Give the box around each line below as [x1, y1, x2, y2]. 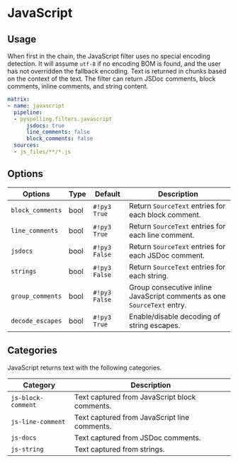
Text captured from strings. [74, 444, 165, 454]
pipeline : [13, 108, 42, 116]
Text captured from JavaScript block [74, 391, 196, 401]
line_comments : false [25, 129, 91, 136]
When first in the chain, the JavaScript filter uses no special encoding [7, 52, 210, 60]
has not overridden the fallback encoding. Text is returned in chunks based [7, 67, 227, 75]
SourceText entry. [128, 299, 187, 309]
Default [94, 189, 120, 199]
